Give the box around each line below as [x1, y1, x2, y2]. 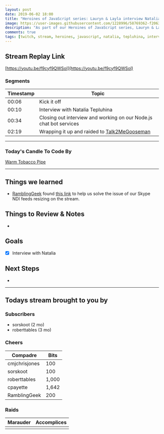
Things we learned [5, 178, 63, 186]
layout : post [5, 7, 32, 12]
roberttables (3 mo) [12, 327, 52, 333]
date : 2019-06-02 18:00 [5, 12, 54, 17]
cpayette [7, 384, 28, 391]
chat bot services [39, 120, 79, 127]
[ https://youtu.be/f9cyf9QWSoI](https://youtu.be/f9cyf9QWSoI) [5, 65, 133, 71]
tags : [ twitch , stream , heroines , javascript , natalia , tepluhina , [5, 35, 145, 39]
